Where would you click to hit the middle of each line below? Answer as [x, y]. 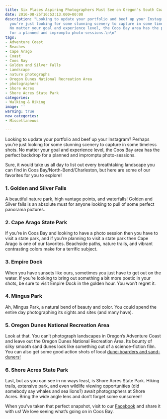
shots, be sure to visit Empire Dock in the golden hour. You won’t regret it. [81, 283]
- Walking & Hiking [25, 102]
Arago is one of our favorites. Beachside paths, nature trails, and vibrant [79, 244]
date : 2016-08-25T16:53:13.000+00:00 [44, 14]
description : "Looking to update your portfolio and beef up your [75, 19]
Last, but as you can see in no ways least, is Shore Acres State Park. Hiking [82, 381]
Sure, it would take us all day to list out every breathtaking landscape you [80, 165]
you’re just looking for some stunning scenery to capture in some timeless [81, 144]
